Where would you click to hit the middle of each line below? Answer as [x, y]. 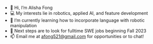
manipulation [23, 25]
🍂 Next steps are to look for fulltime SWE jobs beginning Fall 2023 [78, 31]
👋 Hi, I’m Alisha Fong [31, 8]
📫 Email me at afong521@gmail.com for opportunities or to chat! [77, 36]
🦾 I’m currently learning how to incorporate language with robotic [77, 20]
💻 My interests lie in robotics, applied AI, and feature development [79, 13]
